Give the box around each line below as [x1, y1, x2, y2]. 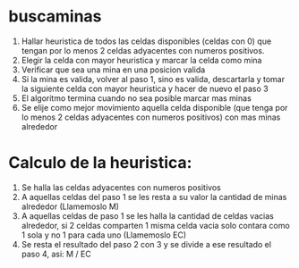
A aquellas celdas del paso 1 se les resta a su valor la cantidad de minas [21, 191, 287, 202]
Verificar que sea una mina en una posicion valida [21, 64, 206, 75]
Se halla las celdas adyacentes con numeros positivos [21, 181, 221, 193]
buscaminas [8, 6, 102, 27]
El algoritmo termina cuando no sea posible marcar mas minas [21, 92, 252, 104]
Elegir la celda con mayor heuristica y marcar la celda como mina [21, 54, 262, 65]
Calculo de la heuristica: [8, 153, 192, 173]
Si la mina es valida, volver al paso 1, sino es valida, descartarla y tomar [21, 73, 286, 84]
